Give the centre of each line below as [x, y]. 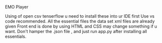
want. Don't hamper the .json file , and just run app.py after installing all [76, 31]
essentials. [16, 36]
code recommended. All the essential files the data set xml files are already [80, 21]
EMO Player [17, 7]
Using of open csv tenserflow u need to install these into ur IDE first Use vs [80, 16]
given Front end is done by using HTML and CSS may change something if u [81, 26]
